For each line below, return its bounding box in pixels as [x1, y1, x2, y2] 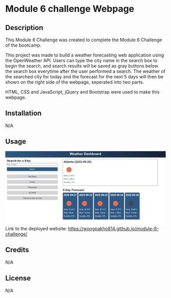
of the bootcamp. [5, 42, 42, 48]
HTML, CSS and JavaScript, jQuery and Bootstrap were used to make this [5, 89, 160, 95]
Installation [5, 109, 42, 117]
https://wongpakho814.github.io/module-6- [68, 225, 159, 231]
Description [5, 23, 43, 32]
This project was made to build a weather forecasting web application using [5, 52, 164, 58]
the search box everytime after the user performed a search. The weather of [5, 68, 165, 74]
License [5, 274, 31, 283]
